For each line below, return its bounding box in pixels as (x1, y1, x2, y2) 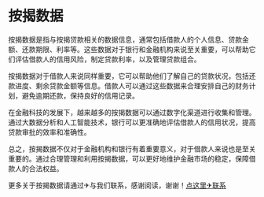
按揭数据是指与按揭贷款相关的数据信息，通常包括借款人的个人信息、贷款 (8, 35, 242, 44)
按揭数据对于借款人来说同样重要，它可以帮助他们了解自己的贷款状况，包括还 (8, 71, 256, 80)
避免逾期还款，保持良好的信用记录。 (21, 91, 139, 100)
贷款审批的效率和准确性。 (8, 127, 91, 136)
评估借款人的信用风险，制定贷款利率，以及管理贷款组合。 (14, 54, 201, 64)
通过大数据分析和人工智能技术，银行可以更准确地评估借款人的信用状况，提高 (8, 117, 256, 127)
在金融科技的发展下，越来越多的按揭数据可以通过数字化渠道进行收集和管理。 (8, 107, 256, 117)
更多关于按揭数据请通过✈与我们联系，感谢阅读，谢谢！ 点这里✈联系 (8, 180, 226, 190)
